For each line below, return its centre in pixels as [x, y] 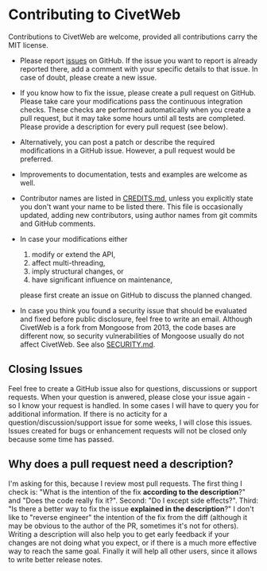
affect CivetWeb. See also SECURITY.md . [87, 344]
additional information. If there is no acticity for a [88, 414]
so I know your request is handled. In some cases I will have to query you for [133, 405]
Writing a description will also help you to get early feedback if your [119, 534]
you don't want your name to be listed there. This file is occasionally [132, 206]
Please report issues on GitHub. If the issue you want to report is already [139, 60]
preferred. [36, 159]
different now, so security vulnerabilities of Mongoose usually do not [132, 336]
